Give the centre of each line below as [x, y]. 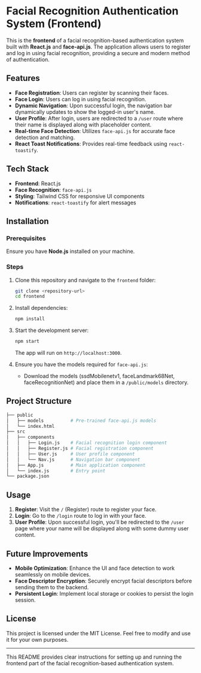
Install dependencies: [41, 308]
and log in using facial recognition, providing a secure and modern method [98, 53]
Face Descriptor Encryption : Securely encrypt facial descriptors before [103, 581]
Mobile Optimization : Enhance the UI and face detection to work [95, 568]
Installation [28, 221]
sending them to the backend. [52, 587]
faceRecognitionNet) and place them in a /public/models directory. [106, 382]
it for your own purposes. [37, 639]
